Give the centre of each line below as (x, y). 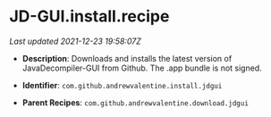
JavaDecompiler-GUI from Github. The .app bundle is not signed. (142, 68)
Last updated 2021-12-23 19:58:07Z (75, 41)
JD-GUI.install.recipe (89, 17)
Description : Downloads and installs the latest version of (127, 58)
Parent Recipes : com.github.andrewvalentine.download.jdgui (135, 102)
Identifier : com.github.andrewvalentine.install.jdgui (122, 85)
